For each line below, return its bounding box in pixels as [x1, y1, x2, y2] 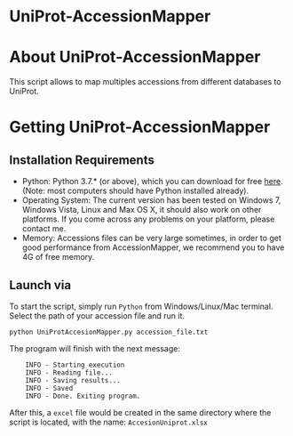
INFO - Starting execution [25, 360, 125, 369]
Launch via [9, 278, 72, 293]
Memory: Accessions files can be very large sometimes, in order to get [21, 233, 281, 244]
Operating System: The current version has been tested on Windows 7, [21, 195, 281, 206]
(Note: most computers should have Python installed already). [21, 185, 249, 197]
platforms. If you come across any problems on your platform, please [21, 214, 275, 224]
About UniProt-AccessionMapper [9, 47, 261, 68]
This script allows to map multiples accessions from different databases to [9, 77, 281, 87]
